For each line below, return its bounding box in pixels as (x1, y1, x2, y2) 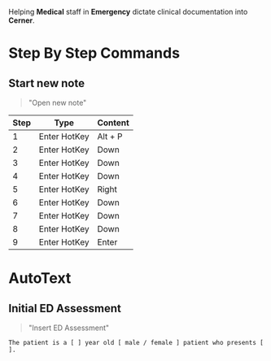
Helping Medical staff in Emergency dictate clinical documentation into (8, 7, 248, 16)
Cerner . (8, 15, 35, 25)
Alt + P (97, 131, 124, 141)
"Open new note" (28, 98, 87, 107)
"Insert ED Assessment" (28, 323, 110, 333)
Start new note (8, 76, 85, 90)
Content (97, 117, 130, 128)
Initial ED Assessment (8, 301, 122, 315)
